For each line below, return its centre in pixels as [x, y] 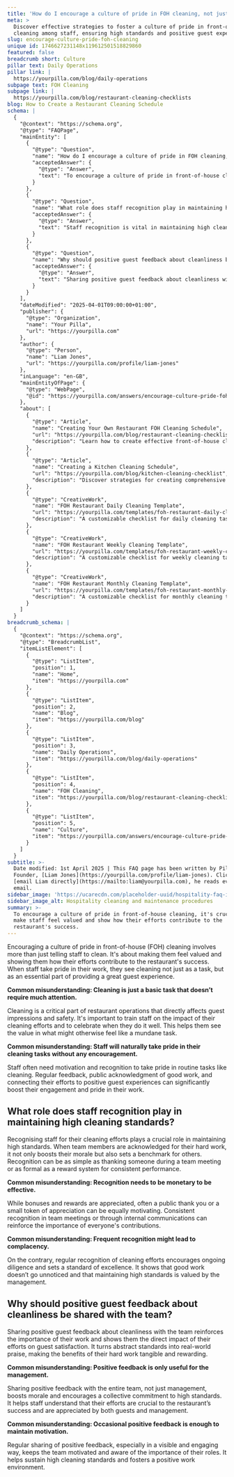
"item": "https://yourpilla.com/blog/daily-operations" [115, 759]
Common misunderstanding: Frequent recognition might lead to [102, 1239]
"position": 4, [54, 784]
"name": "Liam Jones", [58, 357]
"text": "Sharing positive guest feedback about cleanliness [128, 279]
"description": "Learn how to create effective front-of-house [126, 441]
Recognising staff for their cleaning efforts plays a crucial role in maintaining [117, 1139]
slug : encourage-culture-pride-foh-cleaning [73, 40]
